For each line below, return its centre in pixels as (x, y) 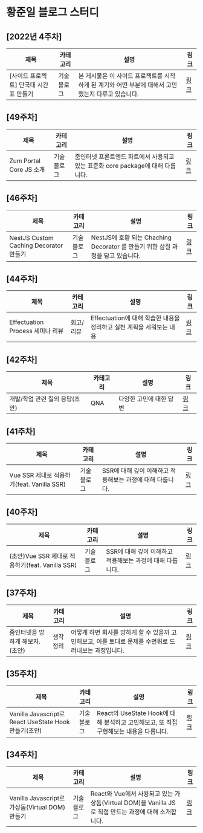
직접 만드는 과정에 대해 (128, 812)
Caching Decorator (36, 245)
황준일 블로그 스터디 (53, 12)
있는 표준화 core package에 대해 (119, 166)
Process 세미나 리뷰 (37, 331)
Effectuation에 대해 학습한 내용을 (135, 318)
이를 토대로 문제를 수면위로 (132, 641)
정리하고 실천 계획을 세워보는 (129, 327)
